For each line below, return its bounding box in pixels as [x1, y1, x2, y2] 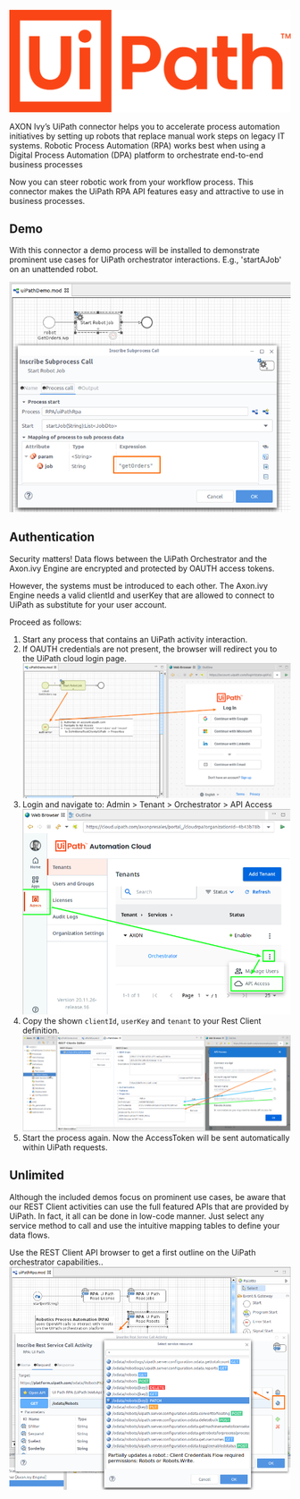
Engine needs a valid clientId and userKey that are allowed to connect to [9, 590, 275, 600]
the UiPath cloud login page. [21, 652, 128, 663]
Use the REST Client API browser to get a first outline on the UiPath [9, 1247, 256, 1257]
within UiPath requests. [21, 1142, 108, 1153]
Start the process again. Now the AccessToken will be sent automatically [21, 1132, 290, 1143]
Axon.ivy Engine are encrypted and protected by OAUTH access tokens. [9, 563, 275, 574]
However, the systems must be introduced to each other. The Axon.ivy [9, 580, 269, 591]
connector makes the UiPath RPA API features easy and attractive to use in [9, 185, 284, 197]
